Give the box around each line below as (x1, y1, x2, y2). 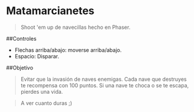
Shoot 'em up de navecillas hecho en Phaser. (20, 24, 131, 31)
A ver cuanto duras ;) (20, 99, 73, 107)
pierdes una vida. (20, 88, 63, 95)
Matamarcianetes (6, 4, 95, 18)
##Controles (6, 35, 37, 42)
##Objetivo (6, 64, 34, 71)
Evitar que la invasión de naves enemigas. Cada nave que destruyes (20, 75, 187, 83)
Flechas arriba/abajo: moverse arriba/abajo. (14, 46, 122, 54)
